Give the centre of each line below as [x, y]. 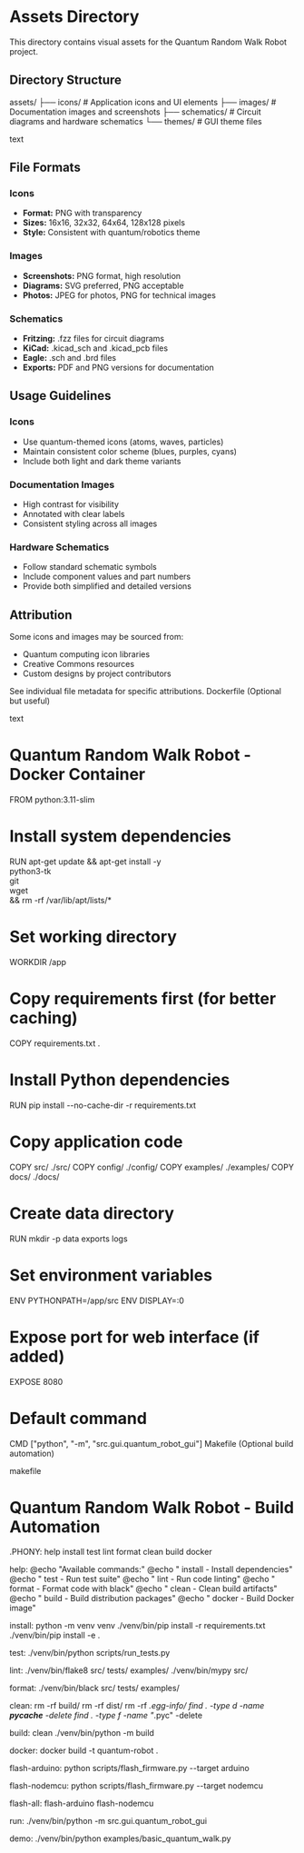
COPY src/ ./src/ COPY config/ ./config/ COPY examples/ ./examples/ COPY [152, 1167]
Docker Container [78, 775]
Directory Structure [66, 80]
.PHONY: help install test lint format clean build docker [111, 1552]
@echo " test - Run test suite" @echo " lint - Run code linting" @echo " [142, 1579]
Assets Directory [74, 17]
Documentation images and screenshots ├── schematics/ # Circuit [135, 112]
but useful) [30, 701]
